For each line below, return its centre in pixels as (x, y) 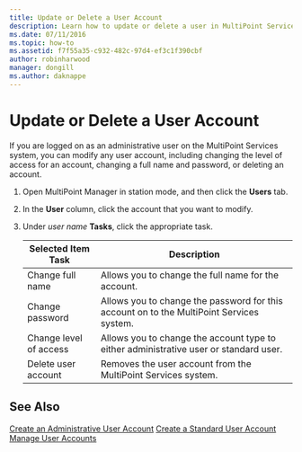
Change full (51, 275)
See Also (35, 407)
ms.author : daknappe (48, 76)
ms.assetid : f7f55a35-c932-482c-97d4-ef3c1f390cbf (106, 51)
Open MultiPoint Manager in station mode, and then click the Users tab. (155, 191)
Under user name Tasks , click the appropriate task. (117, 226)
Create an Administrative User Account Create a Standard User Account (143, 429)
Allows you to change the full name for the (190, 275)
